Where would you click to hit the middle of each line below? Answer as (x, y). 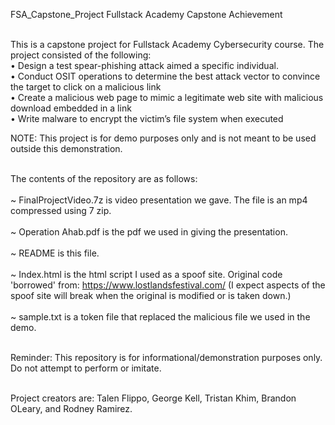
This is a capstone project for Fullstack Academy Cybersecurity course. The (167, 44)
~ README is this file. (55, 253)
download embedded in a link (71, 108)
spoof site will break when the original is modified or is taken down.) (151, 295)
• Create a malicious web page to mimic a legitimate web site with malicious (167, 97)
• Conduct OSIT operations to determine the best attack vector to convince (165, 76)
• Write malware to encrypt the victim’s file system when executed (147, 118)
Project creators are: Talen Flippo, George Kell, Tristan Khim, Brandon (153, 398)
